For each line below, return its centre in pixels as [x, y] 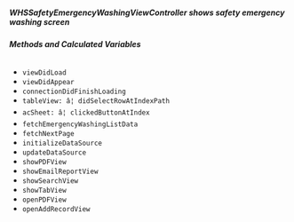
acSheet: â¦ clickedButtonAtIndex [86, 112]
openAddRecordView [56, 209]
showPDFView [44, 162]
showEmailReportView [60, 171]
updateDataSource [54, 152]
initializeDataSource [62, 143]
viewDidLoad [44, 72]
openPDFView [44, 200]
